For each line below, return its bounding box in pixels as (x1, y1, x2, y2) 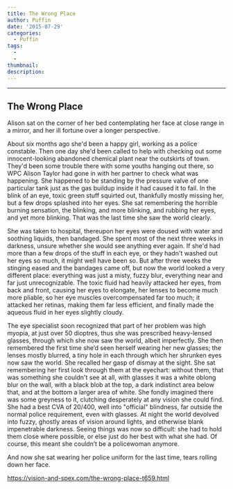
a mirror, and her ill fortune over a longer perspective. (7, 126, 160, 135)
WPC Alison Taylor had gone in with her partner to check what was (7, 169, 199, 178)
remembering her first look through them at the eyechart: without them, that (7, 366, 224, 374)
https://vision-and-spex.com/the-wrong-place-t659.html (7, 474, 170, 483)
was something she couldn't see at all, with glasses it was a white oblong (7, 373, 216, 382)
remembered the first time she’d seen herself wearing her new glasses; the (7, 344, 222, 352)
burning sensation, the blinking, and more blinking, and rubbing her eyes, (7, 206, 216, 215)
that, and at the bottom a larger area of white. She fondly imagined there (7, 388, 214, 397)
